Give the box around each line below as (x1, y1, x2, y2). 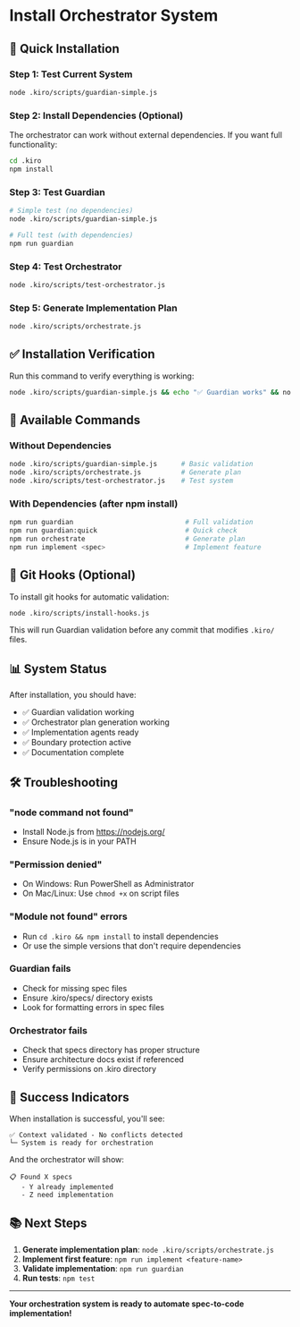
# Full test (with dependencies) (9, 230, 134, 240)
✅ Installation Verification (9, 346, 155, 362)
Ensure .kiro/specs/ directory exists (21, 992, 154, 1003)
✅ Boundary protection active (21, 737, 132, 748)
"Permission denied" (9, 858, 103, 871)
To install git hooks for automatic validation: (9, 591, 170, 602)
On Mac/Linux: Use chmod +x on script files (21, 888, 180, 899)
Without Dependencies (9, 439, 112, 452)
